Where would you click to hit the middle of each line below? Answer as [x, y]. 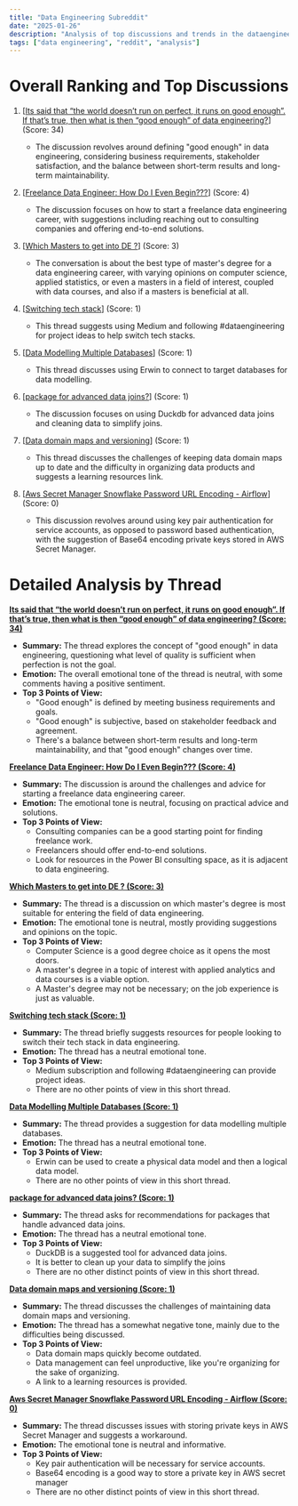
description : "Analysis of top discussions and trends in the [126, 34]
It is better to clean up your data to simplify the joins [130, 1262]
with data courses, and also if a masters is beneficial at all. [142, 292]
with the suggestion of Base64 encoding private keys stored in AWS [160, 540]
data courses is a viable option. [92, 979]
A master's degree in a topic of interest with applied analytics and [155, 970]
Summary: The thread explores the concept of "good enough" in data [150, 646]
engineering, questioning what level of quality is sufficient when [138, 656]
